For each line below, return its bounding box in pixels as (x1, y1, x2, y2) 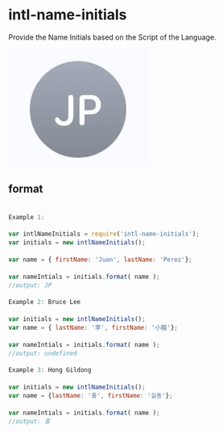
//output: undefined (8, 349, 78, 357)
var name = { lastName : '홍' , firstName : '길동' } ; (8, 392, 173, 400)
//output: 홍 (8, 417, 51, 425)
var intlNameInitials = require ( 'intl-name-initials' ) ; (8, 230, 200, 239)
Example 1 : (8, 213, 45, 221)
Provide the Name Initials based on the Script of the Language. (8, 32, 217, 42)
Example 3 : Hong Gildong (8, 366, 92, 374)
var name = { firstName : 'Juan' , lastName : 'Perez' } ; (8, 256, 193, 264)
